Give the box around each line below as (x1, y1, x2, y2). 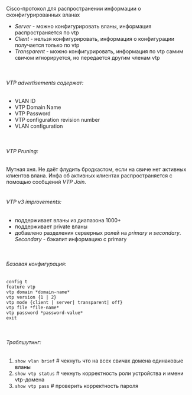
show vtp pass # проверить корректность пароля (14, 383, 139, 390)
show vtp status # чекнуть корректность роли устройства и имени (14, 370, 184, 377)
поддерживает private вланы (14, 223, 87, 230)
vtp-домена (14, 376, 45, 383)
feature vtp (6, 284, 35, 290)
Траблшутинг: (6, 339, 41, 346)
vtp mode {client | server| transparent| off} (6, 299, 123, 305)
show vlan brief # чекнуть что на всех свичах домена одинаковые (14, 357, 184, 364)
